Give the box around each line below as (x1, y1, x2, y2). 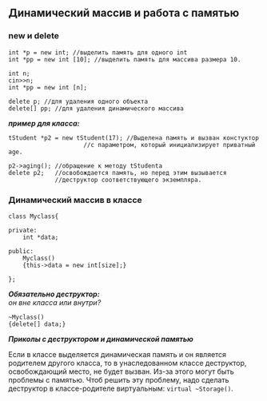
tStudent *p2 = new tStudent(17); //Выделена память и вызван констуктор (8, 133, 260, 142)
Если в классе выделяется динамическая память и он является (8, 349, 226, 359)
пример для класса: (8, 118, 80, 128)
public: (8, 247, 34, 255)
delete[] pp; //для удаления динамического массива (8, 104, 184, 113)
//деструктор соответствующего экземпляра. (54, 176, 202, 184)
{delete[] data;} (8, 320, 66, 328)
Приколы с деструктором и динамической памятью (8, 334, 193, 343)
